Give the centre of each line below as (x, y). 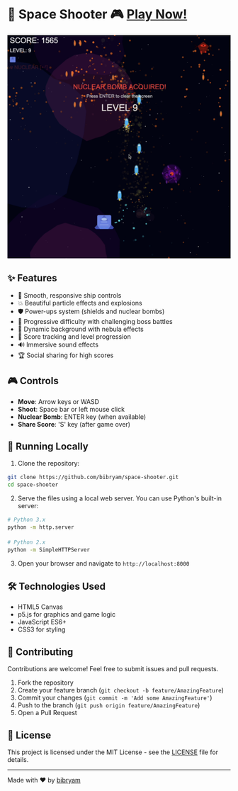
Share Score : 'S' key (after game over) (74, 424)
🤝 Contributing (40, 652)
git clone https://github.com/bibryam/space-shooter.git (93, 477)
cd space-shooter (33, 485)
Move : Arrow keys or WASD (58, 401)
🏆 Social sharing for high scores (66, 355)
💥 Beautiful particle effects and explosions (80, 303)
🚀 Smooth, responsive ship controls (69, 295)
